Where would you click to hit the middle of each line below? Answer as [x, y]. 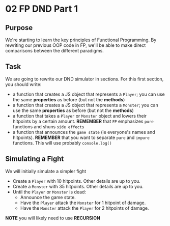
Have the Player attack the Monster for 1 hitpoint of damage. [83, 203]
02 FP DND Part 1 [41, 9]
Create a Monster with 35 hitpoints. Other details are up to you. [78, 186]
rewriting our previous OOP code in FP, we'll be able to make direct [76, 45]
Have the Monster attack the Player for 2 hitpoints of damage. [84, 208]
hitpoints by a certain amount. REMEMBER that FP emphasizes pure [83, 121]
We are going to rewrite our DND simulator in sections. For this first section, [84, 79]
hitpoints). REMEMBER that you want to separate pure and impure [81, 137]
